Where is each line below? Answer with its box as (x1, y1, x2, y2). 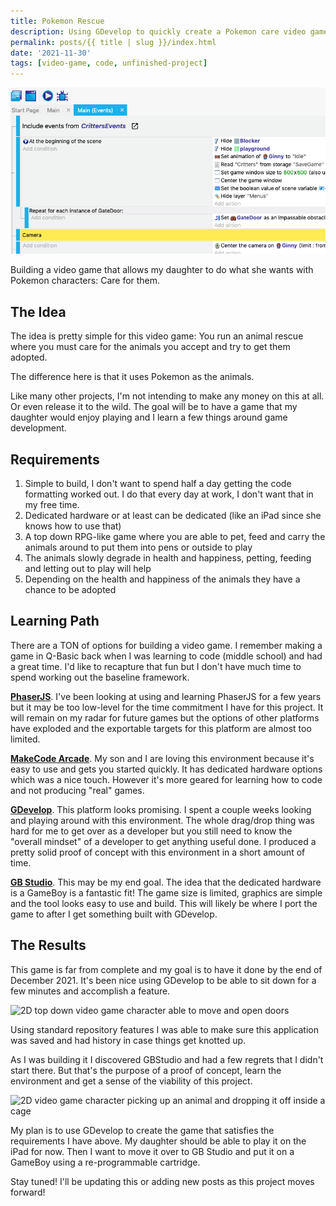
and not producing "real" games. (10, 784, 145, 796)
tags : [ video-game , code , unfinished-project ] (10, 58, 208, 69)
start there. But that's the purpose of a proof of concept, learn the (10, 1064, 282, 1076)
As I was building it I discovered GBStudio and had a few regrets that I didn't (10, 1053, 324, 1065)
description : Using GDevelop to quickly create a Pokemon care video (10, 26, 307, 37)
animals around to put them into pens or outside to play (24, 541, 253, 554)
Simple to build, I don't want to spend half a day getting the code (24, 478, 292, 490)
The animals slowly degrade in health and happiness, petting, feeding (24, 552, 312, 564)
